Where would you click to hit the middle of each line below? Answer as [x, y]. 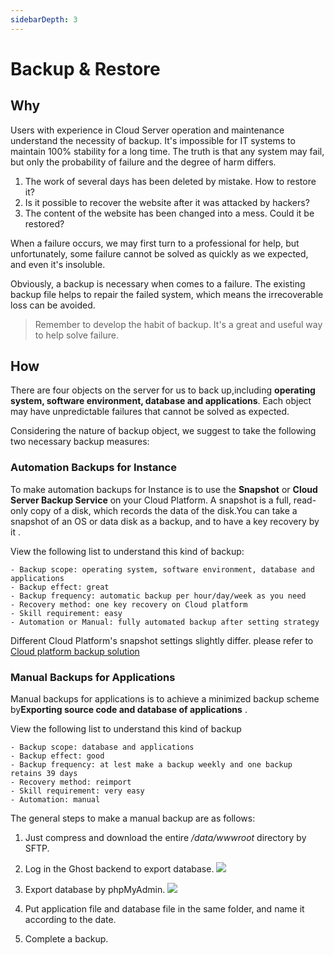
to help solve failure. [76, 335]
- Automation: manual [55, 800]
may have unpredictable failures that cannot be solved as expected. [150, 412]
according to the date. [70, 920]
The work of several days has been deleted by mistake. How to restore [170, 181]
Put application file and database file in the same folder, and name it [164, 909]
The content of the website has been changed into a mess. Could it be [169, 213]
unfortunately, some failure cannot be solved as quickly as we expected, [159, 253]
